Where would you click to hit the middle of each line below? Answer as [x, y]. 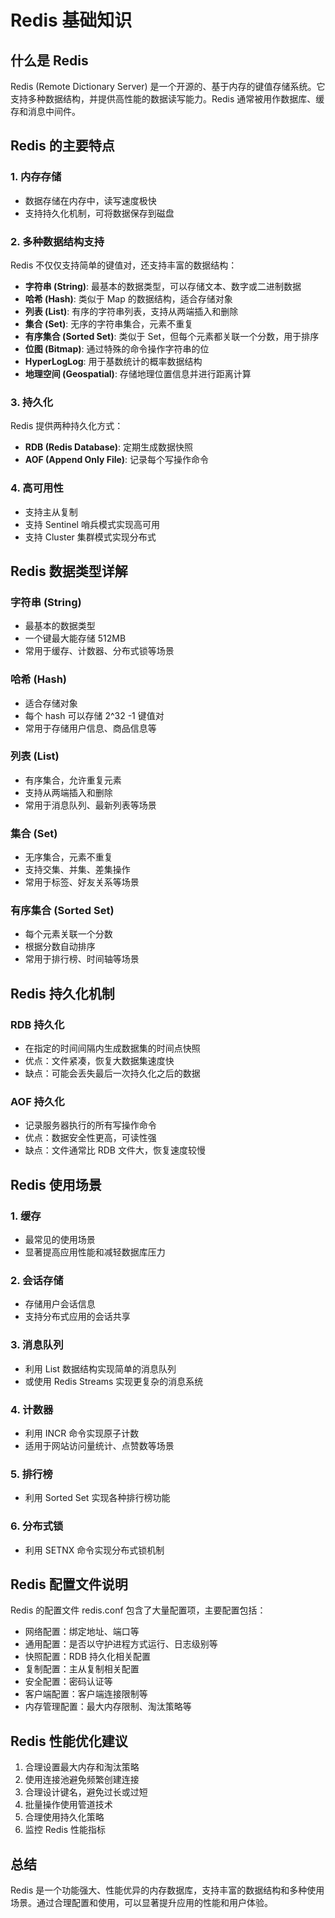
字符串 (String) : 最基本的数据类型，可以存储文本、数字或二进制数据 [163, 286]
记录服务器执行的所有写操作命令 [90, 1125]
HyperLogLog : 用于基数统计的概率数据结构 [113, 361]
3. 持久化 [32, 402]
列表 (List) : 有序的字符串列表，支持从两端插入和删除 [131, 311]
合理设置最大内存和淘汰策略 [82, 1767]
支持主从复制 [51, 512]
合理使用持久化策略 [64, 1817]
